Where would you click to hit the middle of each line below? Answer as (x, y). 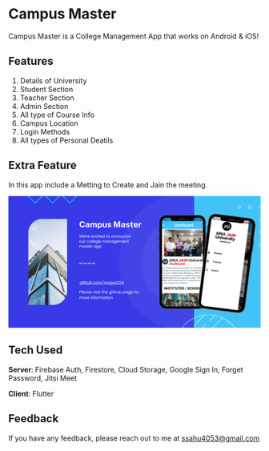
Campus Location (49, 123)
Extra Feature (43, 165)
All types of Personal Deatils (66, 140)
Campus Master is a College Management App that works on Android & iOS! (134, 36)
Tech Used (36, 350)
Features (31, 61)
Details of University (53, 80)
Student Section (46, 89)
